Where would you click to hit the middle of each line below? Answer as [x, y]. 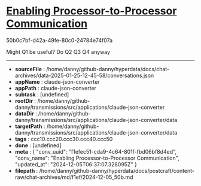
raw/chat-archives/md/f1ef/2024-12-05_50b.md [74, 177]
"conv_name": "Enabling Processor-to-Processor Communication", [97, 158]
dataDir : [26, 113]
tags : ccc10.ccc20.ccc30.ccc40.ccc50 [64, 139]
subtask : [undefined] [42, 94]
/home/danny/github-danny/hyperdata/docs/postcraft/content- [117, 170]
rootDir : [25, 100]
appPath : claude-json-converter [56, 88]
